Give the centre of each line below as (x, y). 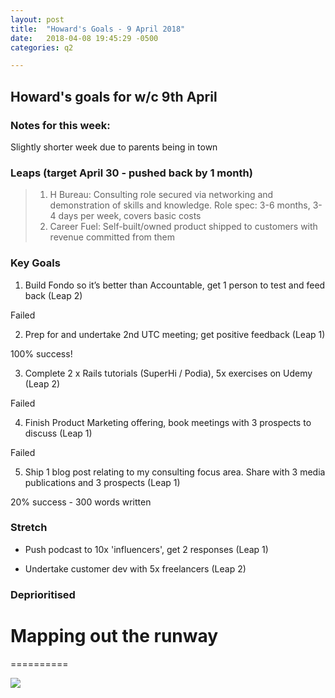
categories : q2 (42, 47)
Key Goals (35, 263)
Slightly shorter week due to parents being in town (114, 147)
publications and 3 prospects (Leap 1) (102, 482)
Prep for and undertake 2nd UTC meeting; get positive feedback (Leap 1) (175, 334)
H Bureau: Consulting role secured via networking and (161, 195)
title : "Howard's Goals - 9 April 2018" (98, 29)
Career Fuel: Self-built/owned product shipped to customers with (183, 227)
